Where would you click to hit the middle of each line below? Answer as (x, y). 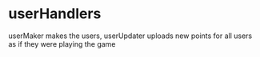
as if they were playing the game (62, 44)
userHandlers (55, 14)
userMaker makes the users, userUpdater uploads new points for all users (130, 36)
